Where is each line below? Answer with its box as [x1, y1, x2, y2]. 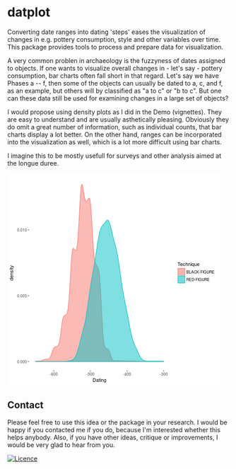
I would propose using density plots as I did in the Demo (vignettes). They [7, 108, 223, 116]
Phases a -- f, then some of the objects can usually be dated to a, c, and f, [7, 79, 223, 87]
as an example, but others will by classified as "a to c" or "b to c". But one [7, 86, 222, 95]
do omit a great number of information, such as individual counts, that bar [7, 122, 222, 131]
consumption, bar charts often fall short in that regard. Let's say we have [7, 71, 219, 80]
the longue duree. [7, 158, 59, 167]
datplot [7, 4, 51, 21]
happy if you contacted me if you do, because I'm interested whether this [7, 425, 221, 434]
